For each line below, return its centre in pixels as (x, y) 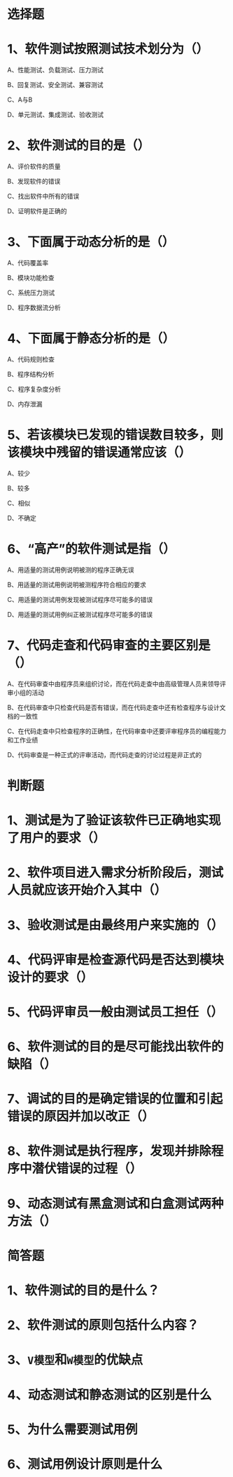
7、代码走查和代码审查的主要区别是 (109, 646)
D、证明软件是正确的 (37, 211)
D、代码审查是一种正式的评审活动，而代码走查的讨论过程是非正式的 (105, 754)
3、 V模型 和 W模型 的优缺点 (75, 1360)
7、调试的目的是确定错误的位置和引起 (115, 1099)
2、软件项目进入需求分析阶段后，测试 (115, 873)
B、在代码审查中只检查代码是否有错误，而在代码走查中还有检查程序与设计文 (116, 707)
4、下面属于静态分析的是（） (91, 339)
